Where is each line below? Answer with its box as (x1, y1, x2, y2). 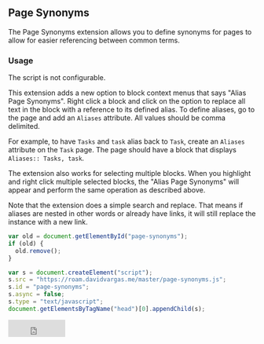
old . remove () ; (15, 247, 61, 254)
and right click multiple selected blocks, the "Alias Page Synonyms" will (8, 177, 240, 187)
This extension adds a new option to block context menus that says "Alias (8, 88, 247, 97)
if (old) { (8, 240, 44, 247)
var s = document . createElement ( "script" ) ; (8, 269, 153, 276)
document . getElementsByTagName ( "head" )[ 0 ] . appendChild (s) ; (8, 305, 206, 313)
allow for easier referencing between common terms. (8, 35, 181, 45)
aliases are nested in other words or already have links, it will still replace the (8, 209, 256, 218)
